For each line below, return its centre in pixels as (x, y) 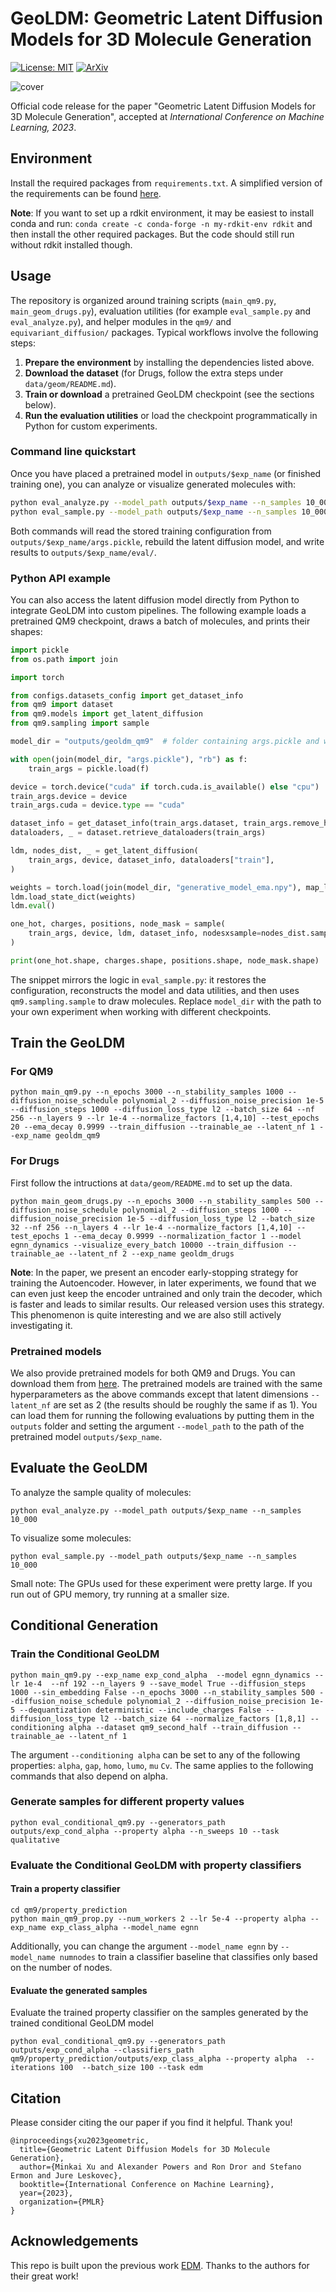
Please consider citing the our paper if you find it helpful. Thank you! (151, 2122)
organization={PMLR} (62, 2202)
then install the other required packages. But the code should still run (152, 234)
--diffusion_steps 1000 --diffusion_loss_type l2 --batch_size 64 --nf (162, 1110)
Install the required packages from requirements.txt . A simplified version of (166, 183)
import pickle (40, 650)
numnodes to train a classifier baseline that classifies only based (188, 1956)
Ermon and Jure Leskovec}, (66, 2176)
